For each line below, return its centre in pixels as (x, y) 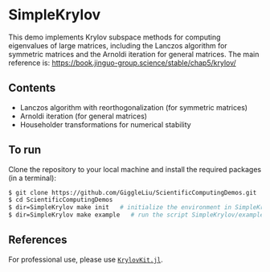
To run (25, 150)
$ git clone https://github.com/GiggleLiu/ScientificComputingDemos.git (133, 192)
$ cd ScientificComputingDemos (61, 200)
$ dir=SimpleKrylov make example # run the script (98, 215)
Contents (32, 88)
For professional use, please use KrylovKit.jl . (86, 259)
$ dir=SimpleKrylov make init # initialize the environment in (120, 208)
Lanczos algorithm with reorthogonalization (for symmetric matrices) (133, 107)
